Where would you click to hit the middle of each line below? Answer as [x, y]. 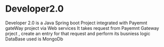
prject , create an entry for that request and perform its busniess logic [78, 33]
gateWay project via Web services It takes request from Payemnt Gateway [82, 28]
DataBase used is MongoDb [34, 39]
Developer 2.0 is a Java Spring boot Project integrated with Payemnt [76, 23]
